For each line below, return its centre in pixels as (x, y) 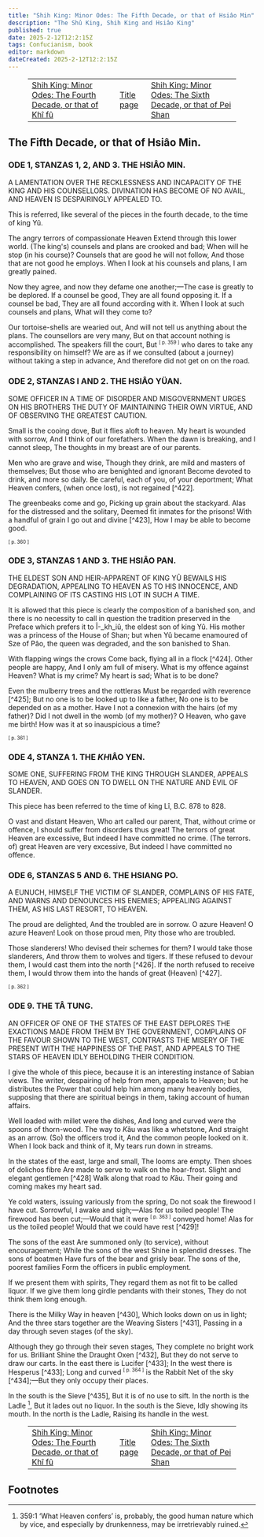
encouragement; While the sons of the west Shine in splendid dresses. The (130, 1251)
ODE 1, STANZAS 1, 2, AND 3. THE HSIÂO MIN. (97, 165)
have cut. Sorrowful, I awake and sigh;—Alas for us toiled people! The (121, 1210)
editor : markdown (37, 52)
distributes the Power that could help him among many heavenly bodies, (125, 1089)
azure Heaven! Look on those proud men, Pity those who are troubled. (122, 933)
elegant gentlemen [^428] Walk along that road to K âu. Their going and (123, 1178)
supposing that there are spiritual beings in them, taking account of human (129, 1097)
